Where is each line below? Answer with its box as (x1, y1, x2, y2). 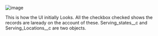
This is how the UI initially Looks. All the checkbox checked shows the (5, 14, 153, 20)
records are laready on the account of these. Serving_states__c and (5, 20, 147, 25)
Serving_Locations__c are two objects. (5, 25, 86, 31)
